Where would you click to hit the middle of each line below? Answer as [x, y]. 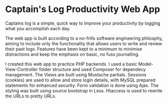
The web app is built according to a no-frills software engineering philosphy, [84, 38]
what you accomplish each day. [38, 28]
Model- [146, 64]
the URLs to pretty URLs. [31, 96]
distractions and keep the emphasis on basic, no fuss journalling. [72, 54]
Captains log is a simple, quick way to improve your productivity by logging [83, 23]
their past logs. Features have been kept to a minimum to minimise [74, 49]
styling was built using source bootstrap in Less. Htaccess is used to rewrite [84, 90]
